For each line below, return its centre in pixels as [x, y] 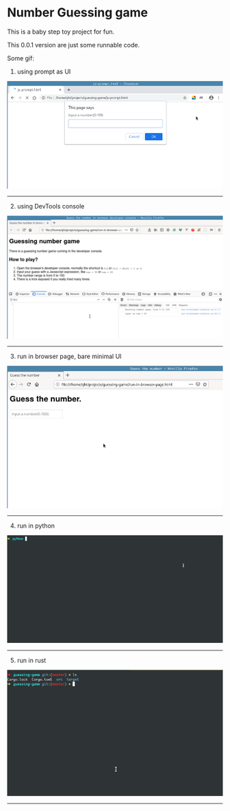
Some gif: [21, 58]
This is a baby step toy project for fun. [61, 32]
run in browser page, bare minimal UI [69, 356]
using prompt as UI [44, 71]
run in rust [31, 660]
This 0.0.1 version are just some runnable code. [74, 45]
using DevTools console [51, 206]
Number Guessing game [78, 13]
